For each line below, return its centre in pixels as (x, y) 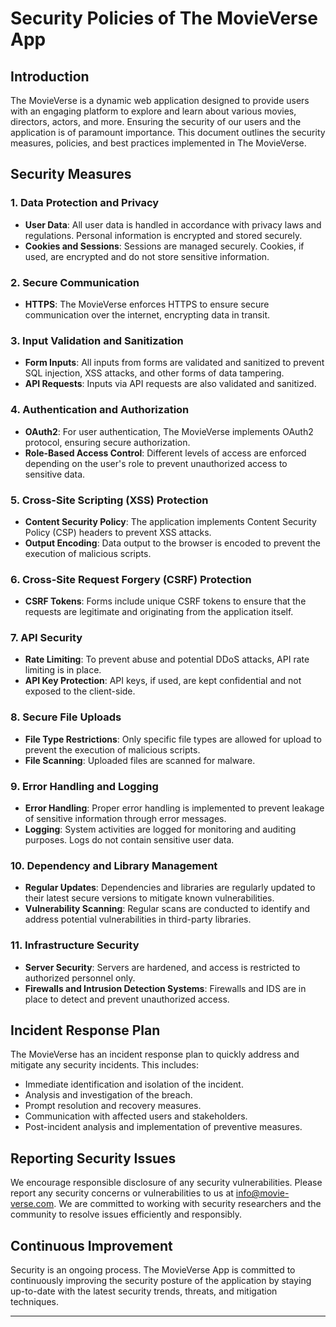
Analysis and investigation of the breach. (108, 1095)
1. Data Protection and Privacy (85, 203)
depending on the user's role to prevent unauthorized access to (156, 463)
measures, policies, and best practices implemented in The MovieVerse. (158, 143)
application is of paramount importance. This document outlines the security (168, 132)
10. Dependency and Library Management (114, 865)
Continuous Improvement (91, 1245)
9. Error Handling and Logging (84, 786)
